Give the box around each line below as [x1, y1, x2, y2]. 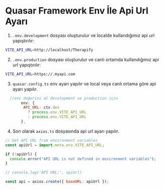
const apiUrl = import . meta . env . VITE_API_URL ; [5, 142, 105, 148]
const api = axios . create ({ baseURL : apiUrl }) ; [5, 179, 109, 184]
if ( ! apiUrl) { [5, 151, 37, 157]
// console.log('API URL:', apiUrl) [5, 170, 82, 175]
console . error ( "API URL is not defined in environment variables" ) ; [10, 156, 156, 161]
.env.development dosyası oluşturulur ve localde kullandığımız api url [12, 32, 155, 38]
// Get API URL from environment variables [5, 138, 98, 143]
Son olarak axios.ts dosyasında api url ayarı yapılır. [12, 128, 120, 134]
